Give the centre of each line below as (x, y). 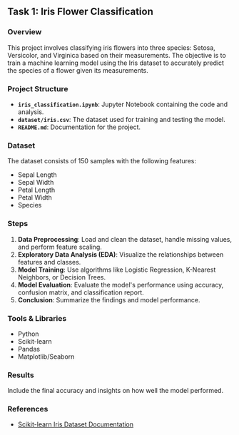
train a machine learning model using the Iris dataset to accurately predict (116, 63)
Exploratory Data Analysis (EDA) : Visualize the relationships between (121, 254)
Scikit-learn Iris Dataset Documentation (76, 424)
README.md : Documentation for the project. (79, 127)
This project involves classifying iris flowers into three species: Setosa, (111, 47)
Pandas (29, 349)
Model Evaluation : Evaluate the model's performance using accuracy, (121, 285)
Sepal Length (37, 175)
